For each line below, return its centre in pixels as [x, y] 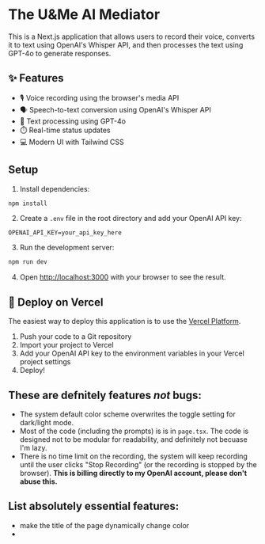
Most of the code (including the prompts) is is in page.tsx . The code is [134, 431]
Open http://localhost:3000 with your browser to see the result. [123, 277]
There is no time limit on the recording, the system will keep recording [133, 456]
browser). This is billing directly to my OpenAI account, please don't [133, 473]
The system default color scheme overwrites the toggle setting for [127, 414]
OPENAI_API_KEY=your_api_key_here [65, 233]
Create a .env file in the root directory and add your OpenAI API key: [131, 219]
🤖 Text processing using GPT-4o [73, 121]
